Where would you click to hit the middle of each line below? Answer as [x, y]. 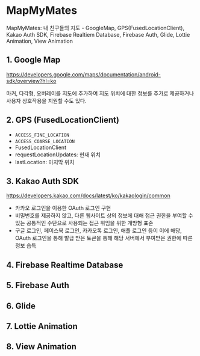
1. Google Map [33, 60]
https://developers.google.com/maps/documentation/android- [84, 74]
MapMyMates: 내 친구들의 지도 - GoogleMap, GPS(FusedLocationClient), [95, 28]
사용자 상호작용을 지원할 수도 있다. [46, 100]
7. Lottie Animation [42, 326]
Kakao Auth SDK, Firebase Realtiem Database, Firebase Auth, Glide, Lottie [98, 34]
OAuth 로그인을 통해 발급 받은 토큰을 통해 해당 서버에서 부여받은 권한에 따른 [104, 238]
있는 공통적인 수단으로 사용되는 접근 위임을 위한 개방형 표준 [84, 223]
